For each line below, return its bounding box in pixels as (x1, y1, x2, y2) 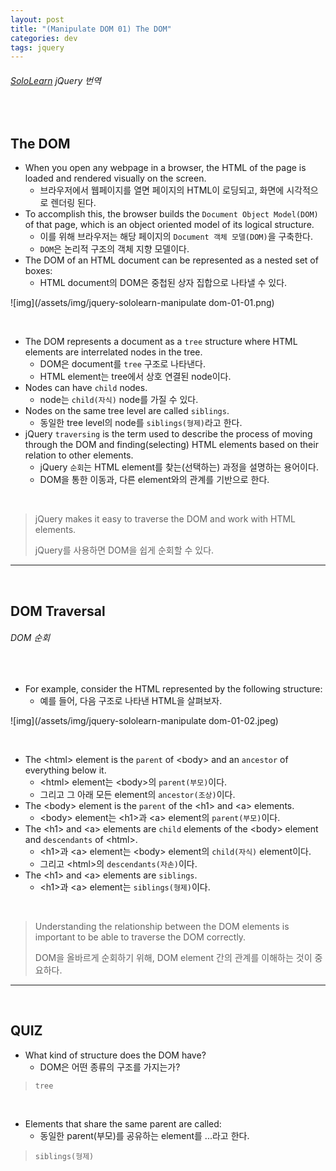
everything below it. (24, 764, 107, 776)
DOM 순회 (10, 632, 51, 644)
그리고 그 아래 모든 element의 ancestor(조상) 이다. (39, 788, 236, 800)
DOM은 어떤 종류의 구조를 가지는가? (39, 1061, 181, 1073)
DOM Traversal (10, 602, 106, 620)
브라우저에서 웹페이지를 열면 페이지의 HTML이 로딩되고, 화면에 (39, 184, 285, 196)
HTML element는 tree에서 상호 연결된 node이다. (39, 371, 232, 383)
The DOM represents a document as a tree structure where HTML (24, 336, 298, 348)
